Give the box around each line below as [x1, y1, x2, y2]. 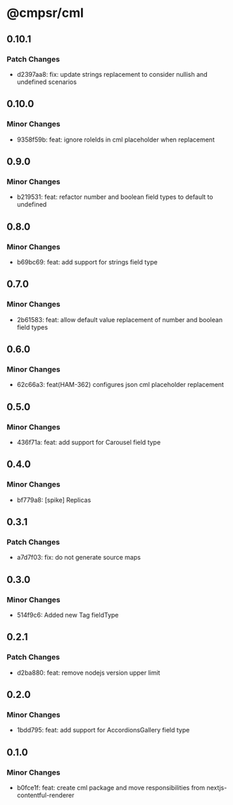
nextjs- [206, 784, 227, 792]
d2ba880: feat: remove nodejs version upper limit [16, 668, 160, 677]
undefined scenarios [16, 78, 77, 86]
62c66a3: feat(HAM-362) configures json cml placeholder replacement [16, 381, 225, 389]
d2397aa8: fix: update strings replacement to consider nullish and [16, 70, 208, 78]
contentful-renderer [16, 791, 75, 799]
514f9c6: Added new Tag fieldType [16, 611, 119, 620]
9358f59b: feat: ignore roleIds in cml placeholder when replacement [16, 135, 215, 144]
